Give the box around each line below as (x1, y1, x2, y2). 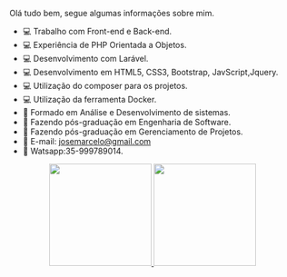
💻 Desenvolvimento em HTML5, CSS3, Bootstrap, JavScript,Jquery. (22, 67, 279, 77)
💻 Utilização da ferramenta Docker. (22, 94, 157, 104)
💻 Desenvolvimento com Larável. (22, 54, 149, 64)
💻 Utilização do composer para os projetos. (22, 81, 188, 91)
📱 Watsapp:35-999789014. (22, 145, 124, 156)
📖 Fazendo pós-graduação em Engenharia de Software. (22, 117, 232, 127)
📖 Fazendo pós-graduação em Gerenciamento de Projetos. (22, 126, 243, 137)
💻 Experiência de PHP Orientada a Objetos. (22, 40, 187, 50)
